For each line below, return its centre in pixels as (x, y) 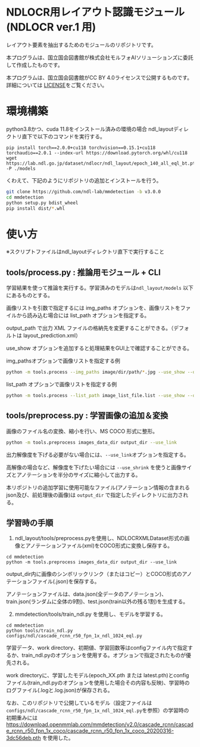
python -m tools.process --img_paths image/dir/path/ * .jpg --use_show (96, 372)
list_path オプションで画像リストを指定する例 (62, 384)
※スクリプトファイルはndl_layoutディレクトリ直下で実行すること (85, 252)
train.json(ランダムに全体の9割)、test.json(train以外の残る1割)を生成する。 (97, 602)
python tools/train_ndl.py (40, 631)
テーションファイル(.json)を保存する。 (53, 581)
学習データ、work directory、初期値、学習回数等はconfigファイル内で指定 (97, 648)
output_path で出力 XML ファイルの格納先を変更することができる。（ (90, 328)
